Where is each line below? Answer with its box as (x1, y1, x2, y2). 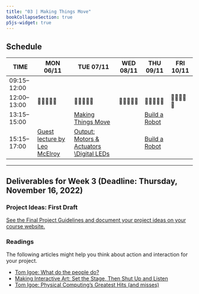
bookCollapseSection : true (6, 14, 73, 20)
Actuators (73, 143, 102, 151)
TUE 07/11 (78, 63, 110, 71)
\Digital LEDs (73, 150, 110, 158)
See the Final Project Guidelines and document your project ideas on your (6, 217, 187, 224)
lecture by (37, 135, 65, 143)
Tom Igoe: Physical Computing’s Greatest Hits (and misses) (14, 282, 160, 289)
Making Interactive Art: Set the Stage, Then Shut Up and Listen (14, 275, 169, 282)
